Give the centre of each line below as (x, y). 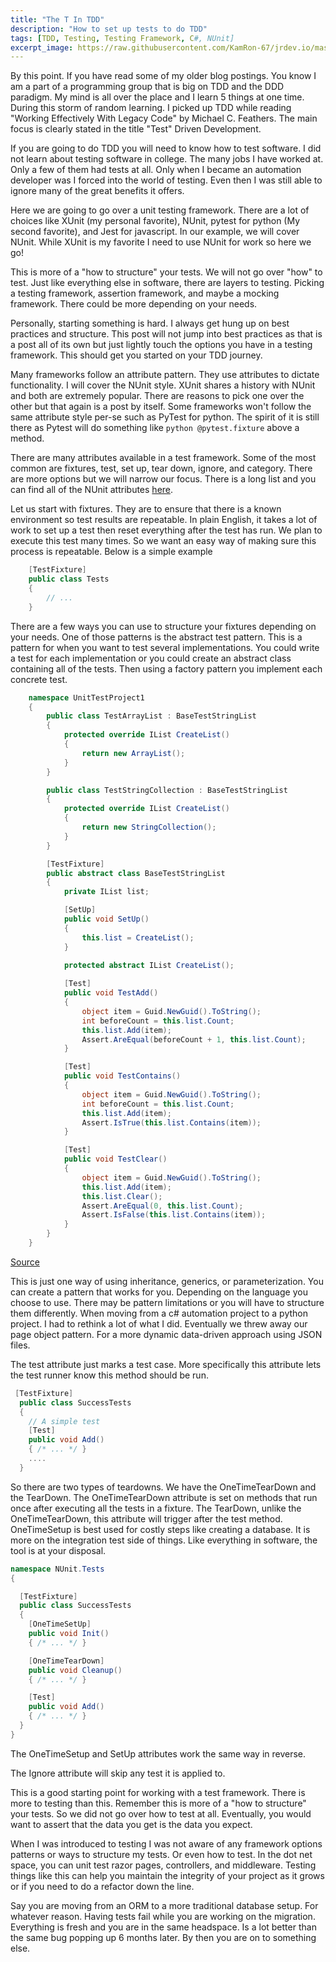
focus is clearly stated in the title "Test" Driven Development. (136, 129)
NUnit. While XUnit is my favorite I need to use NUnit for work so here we (161, 242)
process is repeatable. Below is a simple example (111, 552)
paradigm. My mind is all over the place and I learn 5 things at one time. (157, 97)
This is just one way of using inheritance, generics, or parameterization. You (167, 1281)
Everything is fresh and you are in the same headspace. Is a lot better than (163, 1927)
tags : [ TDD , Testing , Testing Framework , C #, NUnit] (122, 38)
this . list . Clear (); (122, 1196)
